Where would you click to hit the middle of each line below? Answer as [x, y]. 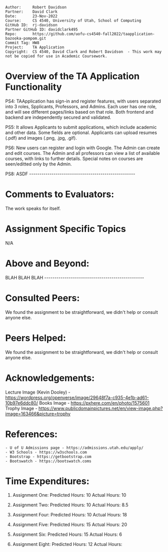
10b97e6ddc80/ [22, 403]
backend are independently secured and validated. [58, 117]
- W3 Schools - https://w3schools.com [46, 452]
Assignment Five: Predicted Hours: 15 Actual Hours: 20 [70, 525]
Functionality [34, 87]
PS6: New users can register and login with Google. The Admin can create [83, 148]
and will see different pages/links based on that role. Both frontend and [79, 112]
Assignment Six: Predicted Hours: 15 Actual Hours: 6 [67, 534]
